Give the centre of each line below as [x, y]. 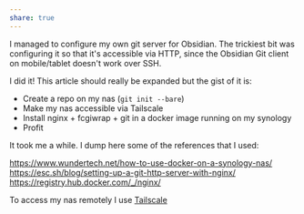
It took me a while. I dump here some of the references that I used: [134, 145]
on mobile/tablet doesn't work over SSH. [86, 63]
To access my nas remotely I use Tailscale [89, 199]
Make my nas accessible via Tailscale [93, 108]
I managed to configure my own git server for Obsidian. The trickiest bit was [152, 44]
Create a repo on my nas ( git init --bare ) [103, 98]
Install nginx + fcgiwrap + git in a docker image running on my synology [157, 117]
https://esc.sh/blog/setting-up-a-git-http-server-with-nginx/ [123, 172]
